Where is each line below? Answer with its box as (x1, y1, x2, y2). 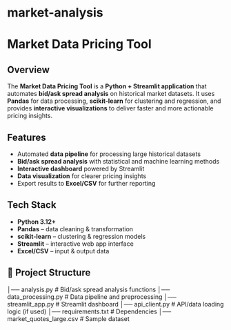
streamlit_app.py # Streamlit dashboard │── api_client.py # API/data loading (7, 300, 224, 308)
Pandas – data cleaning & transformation (17, 224, 133, 233)
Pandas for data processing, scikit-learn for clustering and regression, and (7, 97, 221, 105)
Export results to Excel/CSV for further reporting (17, 179, 156, 187)
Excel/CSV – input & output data (17, 246, 110, 255)
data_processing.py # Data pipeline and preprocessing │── (7, 292, 177, 301)
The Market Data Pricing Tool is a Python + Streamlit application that (7, 82, 207, 90)
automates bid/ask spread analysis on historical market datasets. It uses (7, 90, 215, 98)
